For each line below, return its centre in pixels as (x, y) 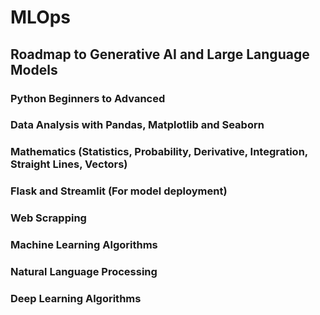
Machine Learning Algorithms (84, 245)
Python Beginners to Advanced (88, 98)
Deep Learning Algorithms (76, 298)
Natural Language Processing (84, 272)
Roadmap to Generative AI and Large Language (160, 54)
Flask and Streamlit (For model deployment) (119, 191)
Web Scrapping (48, 218)
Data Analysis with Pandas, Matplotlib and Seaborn (137, 125)
